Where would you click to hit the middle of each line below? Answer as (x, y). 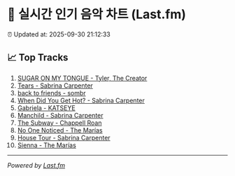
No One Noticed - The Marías (60, 130)
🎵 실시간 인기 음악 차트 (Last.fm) (97, 14)
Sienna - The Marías (47, 145)
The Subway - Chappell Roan (59, 123)
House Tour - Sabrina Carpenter (64, 137)
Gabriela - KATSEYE (46, 108)
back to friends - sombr (51, 93)
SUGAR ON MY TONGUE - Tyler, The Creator (82, 78)
